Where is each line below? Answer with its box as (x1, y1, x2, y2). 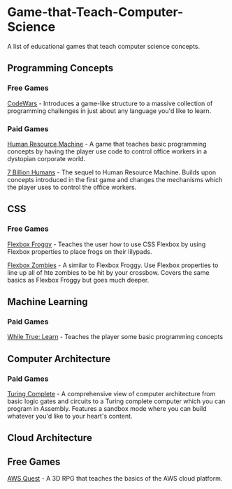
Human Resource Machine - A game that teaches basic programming (7, 140, 207, 148)
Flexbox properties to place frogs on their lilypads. (7, 247, 152, 255)
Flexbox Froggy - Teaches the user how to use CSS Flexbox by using (7, 240, 206, 248)
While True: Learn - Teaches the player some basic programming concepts (7, 333, 224, 341)
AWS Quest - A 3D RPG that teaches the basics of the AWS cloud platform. (7, 474, 223, 483)
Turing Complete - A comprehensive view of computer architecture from (7, 389, 216, 398)
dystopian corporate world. (7, 154, 86, 163)
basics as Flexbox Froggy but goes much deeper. (7, 276, 150, 284)
